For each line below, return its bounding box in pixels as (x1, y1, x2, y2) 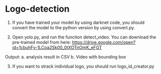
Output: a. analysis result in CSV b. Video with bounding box (5, 54, 126, 59)
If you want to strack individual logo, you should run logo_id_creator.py (12, 63, 155, 69)
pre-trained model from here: (12, 39, 71, 45)
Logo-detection (5, 3, 70, 15)
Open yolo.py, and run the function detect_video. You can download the (12, 34, 156, 40)
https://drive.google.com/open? (72, 39, 136, 45)
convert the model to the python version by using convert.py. (12, 24, 135, 30)
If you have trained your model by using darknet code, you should (12, 19, 145, 25)
